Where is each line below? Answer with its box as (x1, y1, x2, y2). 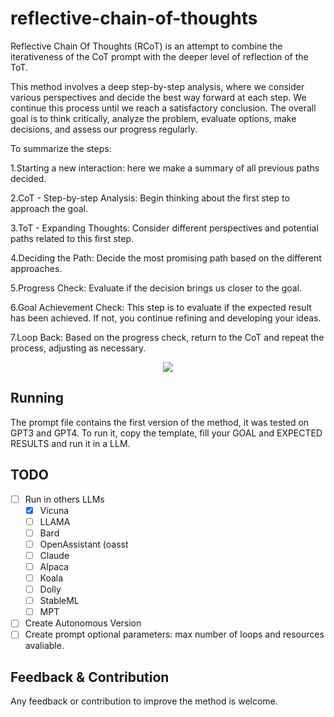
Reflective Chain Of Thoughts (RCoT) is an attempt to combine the (10, 40, 283, 52)
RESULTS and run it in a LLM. (10, 437, 131, 449)
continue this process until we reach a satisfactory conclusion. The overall (10, 102, 317, 114)
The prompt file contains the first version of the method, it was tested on (10, 416, 310, 428)
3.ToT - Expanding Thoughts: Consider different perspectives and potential (10, 222, 319, 234)
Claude (39, 549, 70, 561)
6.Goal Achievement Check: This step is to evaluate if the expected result (10, 301, 312, 313)
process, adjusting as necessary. (10, 342, 147, 354)
